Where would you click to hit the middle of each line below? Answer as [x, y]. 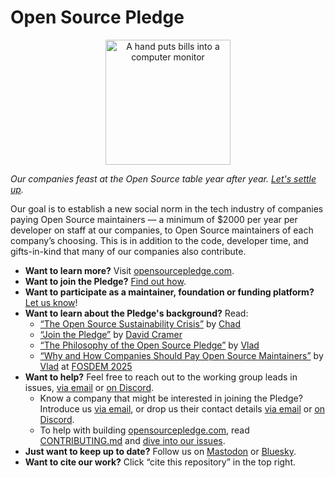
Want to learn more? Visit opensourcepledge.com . [129, 270]
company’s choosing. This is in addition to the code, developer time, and [159, 240]
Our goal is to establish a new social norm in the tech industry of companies [167, 208]
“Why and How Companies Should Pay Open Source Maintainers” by [181, 355]
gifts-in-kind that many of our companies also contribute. [128, 251]
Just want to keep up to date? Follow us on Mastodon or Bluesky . [160, 451]
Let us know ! [51, 302]
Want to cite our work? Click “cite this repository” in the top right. [160, 462]
